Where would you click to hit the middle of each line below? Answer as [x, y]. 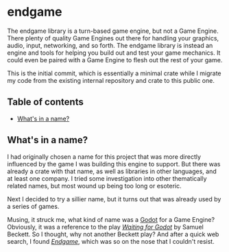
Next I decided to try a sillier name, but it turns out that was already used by [114, 199]
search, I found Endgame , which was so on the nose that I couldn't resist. [111, 241]
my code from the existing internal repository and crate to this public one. [111, 80]
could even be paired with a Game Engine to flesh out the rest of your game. [115, 60]
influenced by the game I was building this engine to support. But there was [114, 164]
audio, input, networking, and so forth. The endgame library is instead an [110, 45]
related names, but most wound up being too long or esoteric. [94, 186]
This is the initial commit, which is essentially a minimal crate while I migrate [114, 73]
